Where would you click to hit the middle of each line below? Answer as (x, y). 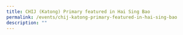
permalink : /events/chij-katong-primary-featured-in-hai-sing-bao (92, 17)
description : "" (27, 23)
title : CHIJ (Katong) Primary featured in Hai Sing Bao (78, 12)
